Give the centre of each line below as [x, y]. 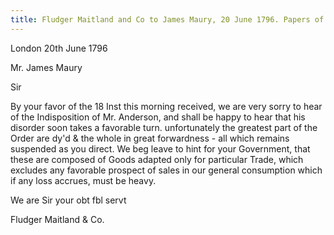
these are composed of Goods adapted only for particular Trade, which [157, 159]
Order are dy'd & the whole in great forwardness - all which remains [150, 138]
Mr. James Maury [46, 67]
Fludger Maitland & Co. [57, 219]
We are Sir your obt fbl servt [68, 200]
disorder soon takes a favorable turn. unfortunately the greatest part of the [164, 127]
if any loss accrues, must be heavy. [83, 180]
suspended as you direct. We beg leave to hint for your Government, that [160, 148]
